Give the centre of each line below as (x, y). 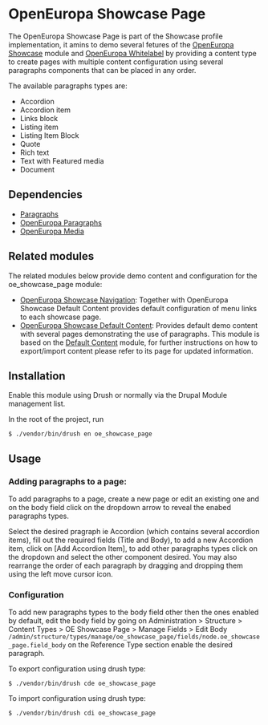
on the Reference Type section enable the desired (150, 645)
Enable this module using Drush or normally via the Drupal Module (118, 395)
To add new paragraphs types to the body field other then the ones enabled (134, 612)
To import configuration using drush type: (77, 699)
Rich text (35, 152)
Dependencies (45, 194)
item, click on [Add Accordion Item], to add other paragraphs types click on (133, 549)
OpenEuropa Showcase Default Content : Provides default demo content (139, 325)
